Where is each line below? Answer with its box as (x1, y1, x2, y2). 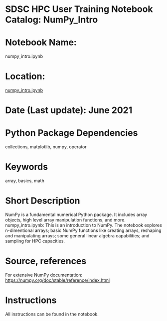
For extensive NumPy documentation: (5, 272, 83, 278)
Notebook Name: (5, 37, 77, 48)
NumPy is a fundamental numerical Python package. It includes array (5, 212, 148, 217)
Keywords (5, 161, 48, 173)
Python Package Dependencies (5, 127, 138, 139)
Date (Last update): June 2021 (5, 105, 133, 116)
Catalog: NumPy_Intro (5, 14, 98, 25)
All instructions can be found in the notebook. (5, 311, 99, 317)
